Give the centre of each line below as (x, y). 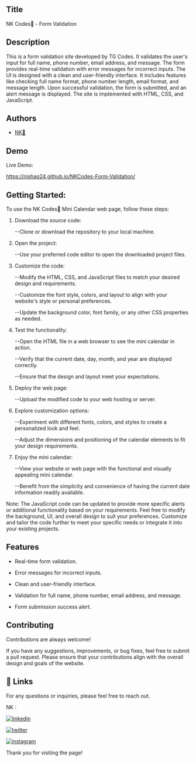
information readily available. (49, 493)
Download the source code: (48, 221)
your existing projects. (33, 529)
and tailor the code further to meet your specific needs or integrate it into (94, 523)
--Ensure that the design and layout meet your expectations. (87, 377)
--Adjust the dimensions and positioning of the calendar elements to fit (100, 440)
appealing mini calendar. (44, 475)
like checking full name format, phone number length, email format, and (92, 81)
